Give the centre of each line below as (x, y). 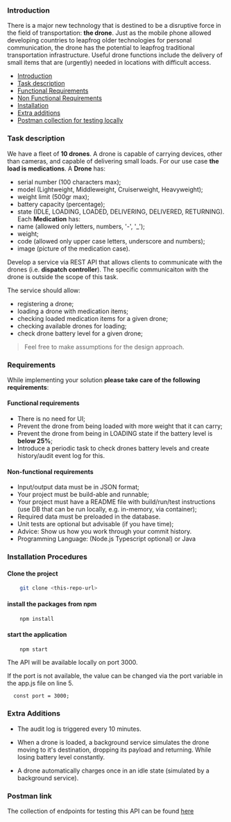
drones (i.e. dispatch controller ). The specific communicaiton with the (108, 269)
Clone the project (33, 574)
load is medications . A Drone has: (57, 168)
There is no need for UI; (51, 419)
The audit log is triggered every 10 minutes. (79, 729)
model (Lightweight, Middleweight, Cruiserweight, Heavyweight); (110, 189)
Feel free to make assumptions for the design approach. (104, 347)
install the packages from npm (52, 603)
